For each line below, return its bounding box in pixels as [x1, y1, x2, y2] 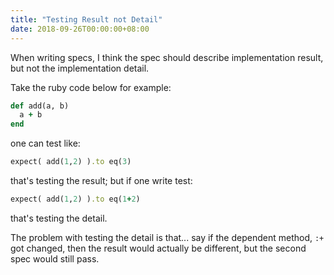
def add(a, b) [10, 101, 70, 111]
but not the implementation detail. [10, 62, 150, 74]
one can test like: [10, 137, 81, 150]
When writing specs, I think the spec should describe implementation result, [10, 51, 324, 63]
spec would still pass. [10, 252, 100, 265]
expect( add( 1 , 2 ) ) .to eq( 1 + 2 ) [10, 194, 141, 204]
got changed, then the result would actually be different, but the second [10, 242, 307, 254]
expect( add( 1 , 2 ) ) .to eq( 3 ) [10, 157, 132, 167]
